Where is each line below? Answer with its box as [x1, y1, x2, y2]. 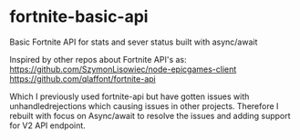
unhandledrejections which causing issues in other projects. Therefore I [9, 100, 279, 111]
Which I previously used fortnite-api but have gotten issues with [9, 91, 250, 102]
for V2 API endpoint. [9, 120, 87, 131]
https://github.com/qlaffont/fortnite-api [9, 73, 157, 84]
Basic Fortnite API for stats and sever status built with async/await [9, 36, 258, 47]
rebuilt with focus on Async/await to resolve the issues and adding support [9, 110, 291, 121]
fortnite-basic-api [9, 6, 149, 27]
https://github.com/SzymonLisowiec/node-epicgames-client [9, 64, 237, 75]
